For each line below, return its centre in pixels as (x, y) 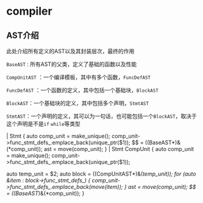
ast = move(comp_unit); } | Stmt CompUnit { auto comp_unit (119, 149)
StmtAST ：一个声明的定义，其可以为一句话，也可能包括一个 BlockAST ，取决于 (101, 116)
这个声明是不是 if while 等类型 (44, 124)
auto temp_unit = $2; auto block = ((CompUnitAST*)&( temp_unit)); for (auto (101, 174)
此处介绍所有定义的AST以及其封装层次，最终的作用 (70, 51)
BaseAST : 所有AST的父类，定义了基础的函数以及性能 (72, 64)
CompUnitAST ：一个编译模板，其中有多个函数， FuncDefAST (79, 77)
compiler (30, 11)
